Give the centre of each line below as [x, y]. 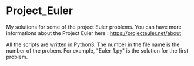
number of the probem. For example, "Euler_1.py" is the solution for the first [97, 50]
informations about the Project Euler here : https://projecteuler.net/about [94, 33]
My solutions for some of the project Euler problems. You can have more [94, 27]
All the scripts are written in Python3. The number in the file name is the [93, 44]
